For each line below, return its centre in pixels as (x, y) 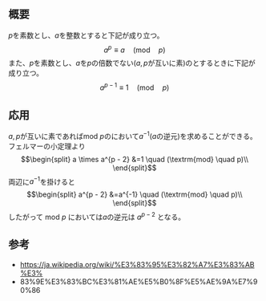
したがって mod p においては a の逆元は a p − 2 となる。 (97, 216)
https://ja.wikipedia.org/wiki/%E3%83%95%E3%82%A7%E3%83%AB (137, 264)
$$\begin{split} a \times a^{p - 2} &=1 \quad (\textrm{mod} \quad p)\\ (135, 159)
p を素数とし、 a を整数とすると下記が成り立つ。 (86, 35)
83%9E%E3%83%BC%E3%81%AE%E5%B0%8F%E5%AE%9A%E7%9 (139, 281)
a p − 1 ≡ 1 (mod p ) (135, 87)
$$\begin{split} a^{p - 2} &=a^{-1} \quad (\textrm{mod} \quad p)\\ (135, 194)
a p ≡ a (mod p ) (135, 49)
